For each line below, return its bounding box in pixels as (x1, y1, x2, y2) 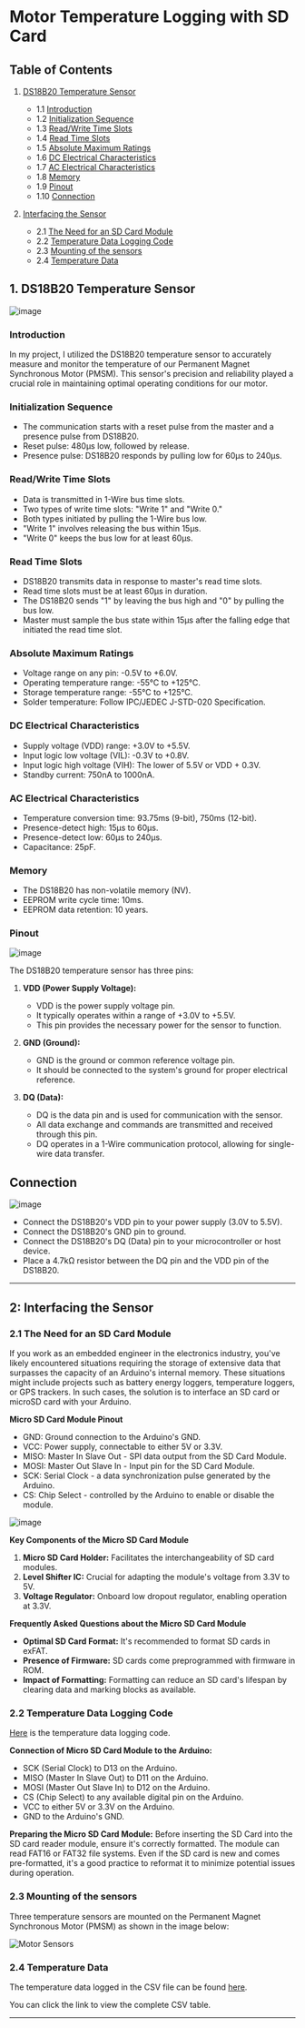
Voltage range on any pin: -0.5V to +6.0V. (22, 667, 179, 679)
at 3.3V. (22, 1600, 52, 1611)
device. (22, 1245, 51, 1257)
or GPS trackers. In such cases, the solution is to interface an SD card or (9, 1386, 280, 1397)
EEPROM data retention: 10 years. (22, 904, 149, 916)
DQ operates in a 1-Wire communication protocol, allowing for (35, 1139, 267, 1150)
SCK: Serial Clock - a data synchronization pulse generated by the (22, 1470, 271, 1481)
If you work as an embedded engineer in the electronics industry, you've (9, 1347, 280, 1358)
